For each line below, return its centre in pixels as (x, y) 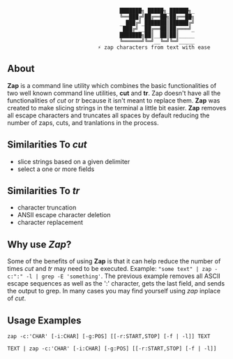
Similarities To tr (44, 191)
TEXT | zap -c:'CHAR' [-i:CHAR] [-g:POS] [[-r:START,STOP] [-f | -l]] (112, 349)
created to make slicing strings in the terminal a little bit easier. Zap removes (117, 108)
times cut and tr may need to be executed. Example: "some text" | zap (110, 269)
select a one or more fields (56, 169)
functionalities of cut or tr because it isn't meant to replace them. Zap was (114, 100)
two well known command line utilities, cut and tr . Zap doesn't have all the (114, 93)
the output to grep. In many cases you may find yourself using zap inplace (114, 291)
